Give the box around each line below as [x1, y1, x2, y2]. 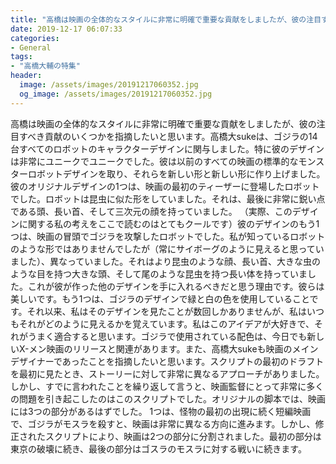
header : [10, 71, 43, 81]
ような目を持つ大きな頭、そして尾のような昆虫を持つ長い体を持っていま [10, 267, 308, 280]
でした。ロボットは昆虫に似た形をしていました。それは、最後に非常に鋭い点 [10, 192, 326, 205]
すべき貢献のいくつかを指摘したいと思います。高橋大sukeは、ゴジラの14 [18, 130, 318, 142]
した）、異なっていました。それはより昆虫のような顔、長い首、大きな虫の [18, 255, 322, 267]
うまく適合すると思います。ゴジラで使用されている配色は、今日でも [27, 330, 308, 342]
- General [10, 42, 52, 53]
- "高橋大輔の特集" [10, 61, 81, 71]
